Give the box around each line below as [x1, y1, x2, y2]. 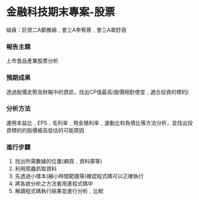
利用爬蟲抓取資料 [14, 165, 57, 173]
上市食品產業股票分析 [6, 57, 58, 64]
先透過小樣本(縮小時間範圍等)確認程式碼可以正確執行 [14, 173, 144, 180]
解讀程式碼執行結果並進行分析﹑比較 [14, 187, 104, 195]
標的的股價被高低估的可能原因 [11, 126, 84, 134]
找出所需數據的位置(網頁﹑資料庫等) [14, 158, 103, 165]
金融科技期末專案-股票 [6, 5, 116, 19]
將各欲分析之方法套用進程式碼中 [14, 180, 93, 187]
